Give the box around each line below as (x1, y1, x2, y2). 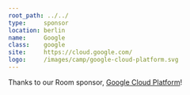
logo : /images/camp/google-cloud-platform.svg (8, 56, 179, 64)
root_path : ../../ (8, 11, 69, 20)
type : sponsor (8, 19, 69, 27)
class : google (8, 41, 66, 49)
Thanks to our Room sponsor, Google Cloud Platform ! (8, 77, 183, 87)
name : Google (8, 33, 66, 42)
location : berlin (8, 26, 66, 34)
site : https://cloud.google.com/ (8, 48, 133, 56)
